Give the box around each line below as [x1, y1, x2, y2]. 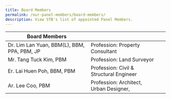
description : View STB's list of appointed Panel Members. [5, 17, 133, 22]
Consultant [91, 48, 117, 55]
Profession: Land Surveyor [91, 56, 154, 63]
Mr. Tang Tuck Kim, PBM [8, 56, 67, 63]
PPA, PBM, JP [8, 48, 41, 55]
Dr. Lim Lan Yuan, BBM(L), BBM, [8, 42, 85, 49]
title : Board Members [5, 7, 51, 13]
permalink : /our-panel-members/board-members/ [5, 12, 106, 17]
